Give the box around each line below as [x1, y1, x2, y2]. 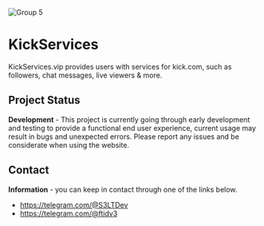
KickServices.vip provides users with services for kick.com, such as [8, 61, 232, 71]
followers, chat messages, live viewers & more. [8, 70, 163, 80]
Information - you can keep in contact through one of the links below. [8, 184, 238, 194]
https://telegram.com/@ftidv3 [19, 208, 118, 218]
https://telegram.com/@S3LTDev [19, 200, 128, 209]
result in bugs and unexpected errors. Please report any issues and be [8, 132, 239, 141]
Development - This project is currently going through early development [8, 114, 250, 124]
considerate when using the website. [8, 140, 130, 149]
